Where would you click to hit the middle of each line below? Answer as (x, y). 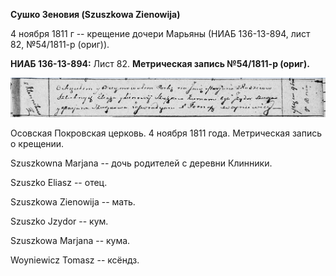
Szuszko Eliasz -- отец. (59, 183)
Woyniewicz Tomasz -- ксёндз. (75, 260)
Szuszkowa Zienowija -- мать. (73, 202)
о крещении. (37, 144)
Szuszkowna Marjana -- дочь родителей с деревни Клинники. (141, 163)
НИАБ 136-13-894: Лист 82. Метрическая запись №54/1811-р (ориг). (160, 63)
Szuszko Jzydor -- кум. (59, 221)
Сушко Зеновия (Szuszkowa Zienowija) (95, 14)
